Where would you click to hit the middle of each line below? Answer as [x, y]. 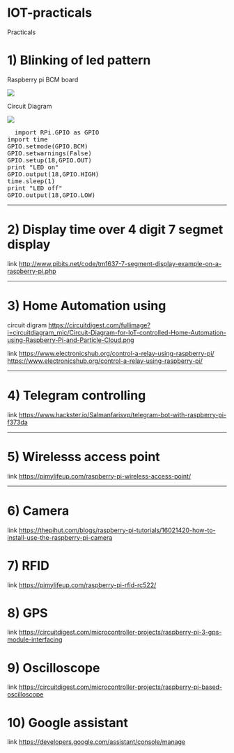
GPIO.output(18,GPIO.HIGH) [53, 174]
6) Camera [38, 511]
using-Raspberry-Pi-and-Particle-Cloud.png [71, 340]
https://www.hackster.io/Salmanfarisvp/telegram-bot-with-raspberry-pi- [123, 414]
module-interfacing [35, 639]
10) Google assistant [68, 723]
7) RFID [29, 565]
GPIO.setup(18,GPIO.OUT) [49, 160]
